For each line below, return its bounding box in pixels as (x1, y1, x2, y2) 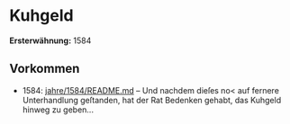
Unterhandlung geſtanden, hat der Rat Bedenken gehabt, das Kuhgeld (22, 94, 282, 105)
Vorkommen (9, 61, 80, 76)
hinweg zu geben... (22, 104, 95, 115)
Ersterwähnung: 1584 (9, 35, 92, 46)
